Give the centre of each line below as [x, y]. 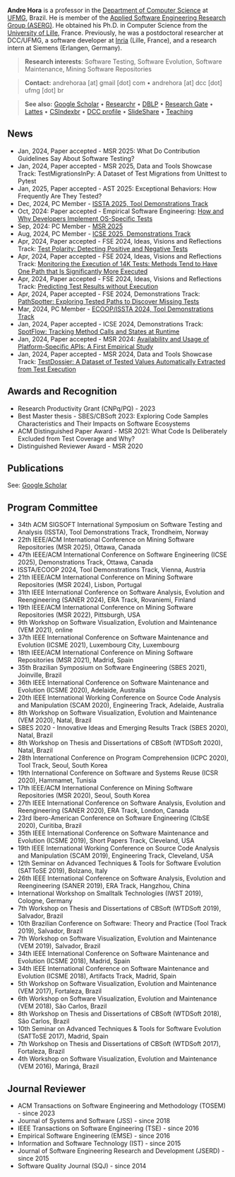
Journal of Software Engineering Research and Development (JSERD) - [121, 1151]
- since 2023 [36, 1113]
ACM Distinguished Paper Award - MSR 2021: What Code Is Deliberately [122, 431]
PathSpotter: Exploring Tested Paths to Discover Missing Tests [108, 301]
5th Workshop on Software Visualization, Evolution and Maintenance [117, 984]
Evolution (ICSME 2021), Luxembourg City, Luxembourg [98, 645]
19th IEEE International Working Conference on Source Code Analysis [119, 848]
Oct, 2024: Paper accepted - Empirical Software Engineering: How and [121, 211]
